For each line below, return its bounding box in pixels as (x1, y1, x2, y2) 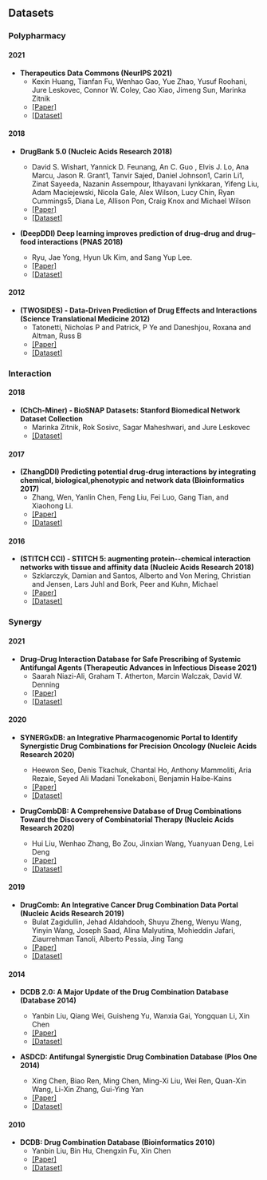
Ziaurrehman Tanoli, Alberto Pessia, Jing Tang (31, 934, 183, 943)
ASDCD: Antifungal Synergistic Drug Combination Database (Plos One (19, 1052, 257, 1062)
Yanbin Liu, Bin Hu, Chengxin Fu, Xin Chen (31, 1146, 171, 1156)
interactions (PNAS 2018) (37, 237, 124, 246)
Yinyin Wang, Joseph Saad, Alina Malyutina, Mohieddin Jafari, (31, 925, 236, 935)
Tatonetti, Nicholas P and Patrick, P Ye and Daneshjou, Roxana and (31, 322, 252, 332)
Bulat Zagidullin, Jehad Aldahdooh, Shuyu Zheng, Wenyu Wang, (31, 917, 241, 927)
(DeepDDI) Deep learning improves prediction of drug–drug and (19, 228, 235, 238)
